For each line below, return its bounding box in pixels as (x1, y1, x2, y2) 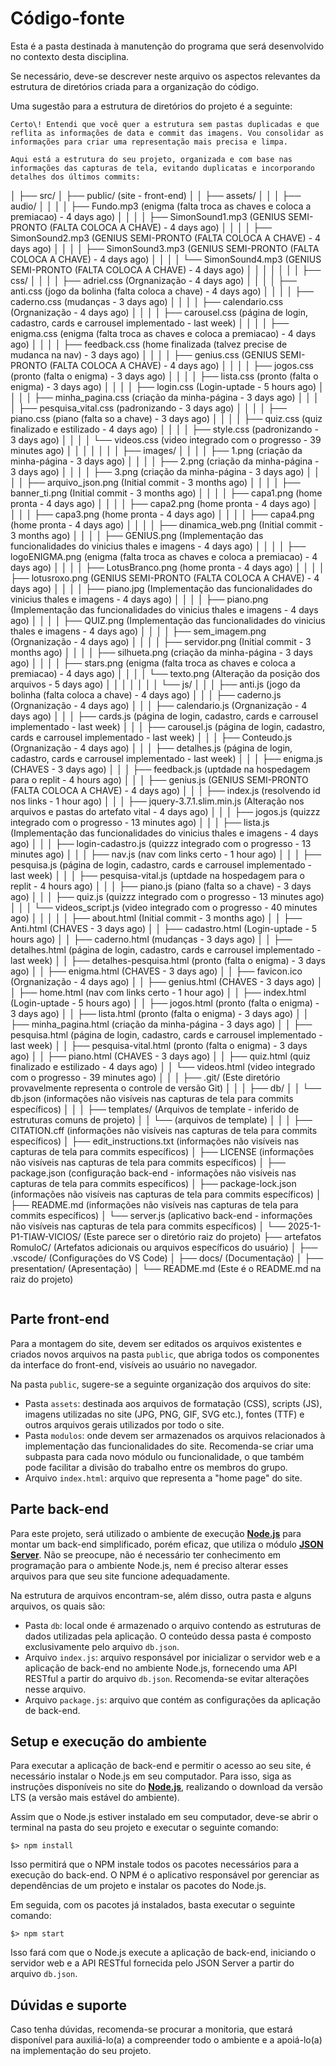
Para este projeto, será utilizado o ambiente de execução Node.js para (10, 1527, 302, 1539)
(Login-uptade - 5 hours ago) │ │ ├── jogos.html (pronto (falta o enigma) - (10, 997, 320, 1009)
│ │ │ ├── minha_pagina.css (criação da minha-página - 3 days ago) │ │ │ (10, 391, 320, 403)
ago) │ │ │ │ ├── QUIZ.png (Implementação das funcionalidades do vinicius (10, 614, 326, 626)
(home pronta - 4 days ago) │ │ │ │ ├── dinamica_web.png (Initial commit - (10, 518, 324, 531)
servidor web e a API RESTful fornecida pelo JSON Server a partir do (10, 1957, 295, 1969)
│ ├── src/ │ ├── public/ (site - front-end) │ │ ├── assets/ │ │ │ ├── (10, 189, 302, 201)
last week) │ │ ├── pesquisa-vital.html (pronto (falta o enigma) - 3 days (10, 1039, 308, 1051)
